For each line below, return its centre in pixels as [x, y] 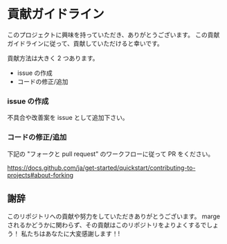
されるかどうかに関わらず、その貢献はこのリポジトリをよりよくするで [107, 225]
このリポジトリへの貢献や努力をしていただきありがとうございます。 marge [114, 216]
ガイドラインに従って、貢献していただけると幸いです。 [85, 43]
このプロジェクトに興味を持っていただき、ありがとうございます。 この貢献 [113, 35]
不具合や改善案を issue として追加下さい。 [68, 118]
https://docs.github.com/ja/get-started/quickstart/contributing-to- [101, 168]
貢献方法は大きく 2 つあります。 [53, 58]
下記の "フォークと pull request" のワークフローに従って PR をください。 [111, 154]
